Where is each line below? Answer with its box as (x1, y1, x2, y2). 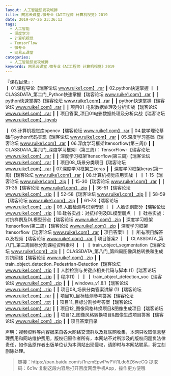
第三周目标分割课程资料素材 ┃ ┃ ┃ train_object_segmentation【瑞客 (16, 242, 161, 248)
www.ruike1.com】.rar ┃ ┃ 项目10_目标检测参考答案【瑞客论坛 (5, 293, 134, 299)
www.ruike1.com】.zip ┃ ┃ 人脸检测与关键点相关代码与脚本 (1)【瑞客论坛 (5, 267, 156, 273)
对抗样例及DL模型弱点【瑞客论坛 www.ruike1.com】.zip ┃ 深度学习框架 (5, 216, 153, 223)
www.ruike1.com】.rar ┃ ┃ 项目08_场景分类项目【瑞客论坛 (5, 160, 126, 166)
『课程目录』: (5, 79, 34, 85)
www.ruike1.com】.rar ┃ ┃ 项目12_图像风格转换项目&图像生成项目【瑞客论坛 (5, 305, 164, 311)
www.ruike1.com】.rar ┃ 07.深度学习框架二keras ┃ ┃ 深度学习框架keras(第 (5, 166, 159, 172)
